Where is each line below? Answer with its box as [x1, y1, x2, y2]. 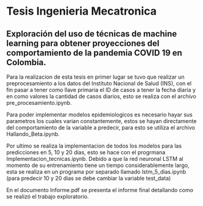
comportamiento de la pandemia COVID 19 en [6, 48, 183, 58]
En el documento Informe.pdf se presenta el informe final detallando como [6, 186, 194, 193]
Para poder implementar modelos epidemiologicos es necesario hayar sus [6, 111, 193, 118]
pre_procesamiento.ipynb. [6, 99, 72, 106]
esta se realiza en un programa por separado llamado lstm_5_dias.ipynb [6, 168, 187, 175]
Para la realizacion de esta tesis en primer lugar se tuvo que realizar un [6, 73, 185, 80]
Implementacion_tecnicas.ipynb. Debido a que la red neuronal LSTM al [6, 155, 183, 162]
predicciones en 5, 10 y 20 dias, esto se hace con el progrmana [6, 149, 166, 156]
